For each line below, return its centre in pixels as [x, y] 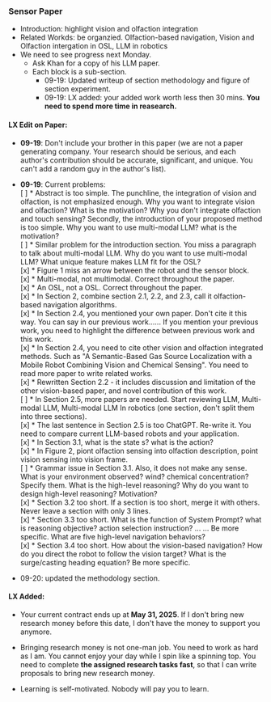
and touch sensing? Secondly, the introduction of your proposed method [141, 218]
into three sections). [53, 416]
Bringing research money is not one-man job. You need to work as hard [139, 647]
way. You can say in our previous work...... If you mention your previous [139, 322]
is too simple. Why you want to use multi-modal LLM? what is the [128, 227]
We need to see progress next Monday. [86, 55]
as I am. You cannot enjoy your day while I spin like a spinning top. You [138, 656]
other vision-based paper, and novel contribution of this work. [123, 391]
